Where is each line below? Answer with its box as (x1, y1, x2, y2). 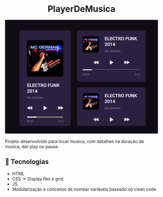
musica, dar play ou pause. (5, 143, 59, 149)
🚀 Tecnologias (5, 158, 49, 166)
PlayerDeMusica (48, 3, 115, 15)
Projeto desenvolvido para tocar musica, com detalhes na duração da (5, 138, 144, 144)
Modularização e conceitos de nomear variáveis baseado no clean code (12, 186, 157, 192)
